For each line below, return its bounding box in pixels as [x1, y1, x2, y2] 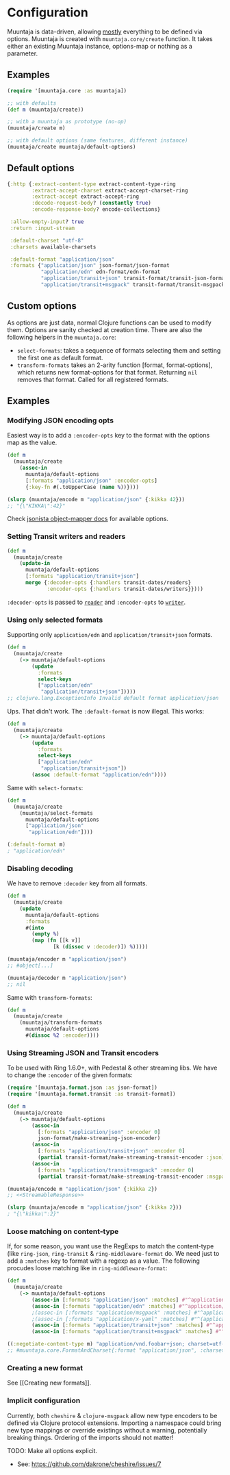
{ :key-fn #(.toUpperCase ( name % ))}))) [25, 483, 139, 490]
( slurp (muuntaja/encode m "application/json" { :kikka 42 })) [7, 496, 186, 503]
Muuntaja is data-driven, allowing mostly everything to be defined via [7, 27, 203, 36]
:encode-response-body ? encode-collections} [31, 206, 161, 213]
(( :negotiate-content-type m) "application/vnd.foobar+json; [7, 1341, 186, 1348]
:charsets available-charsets [10, 243, 97, 251]
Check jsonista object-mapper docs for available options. [7, 515, 169, 523]
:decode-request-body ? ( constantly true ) [31, 200, 152, 207]
